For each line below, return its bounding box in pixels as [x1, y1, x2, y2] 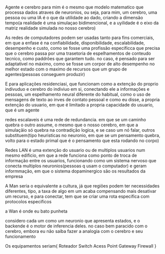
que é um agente [5, 107, 40, 113]
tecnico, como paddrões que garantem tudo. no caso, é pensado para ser [5, 56, 155, 61]
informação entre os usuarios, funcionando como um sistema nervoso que [5, 158, 157, 163]
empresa [5, 174, 23, 179]
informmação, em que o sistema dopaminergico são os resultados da [5, 168, 146, 174]
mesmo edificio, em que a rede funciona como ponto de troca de [5, 152, 137, 158]
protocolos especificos [5, 199, 52, 204]
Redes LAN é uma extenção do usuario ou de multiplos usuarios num [5, 147, 145, 153]
